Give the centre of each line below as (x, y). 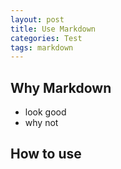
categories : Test (46, 38)
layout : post (37, 19)
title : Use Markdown (53, 29)
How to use (46, 154)
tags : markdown (42, 47)
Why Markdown (61, 87)
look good (45, 112)
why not (41, 123)
